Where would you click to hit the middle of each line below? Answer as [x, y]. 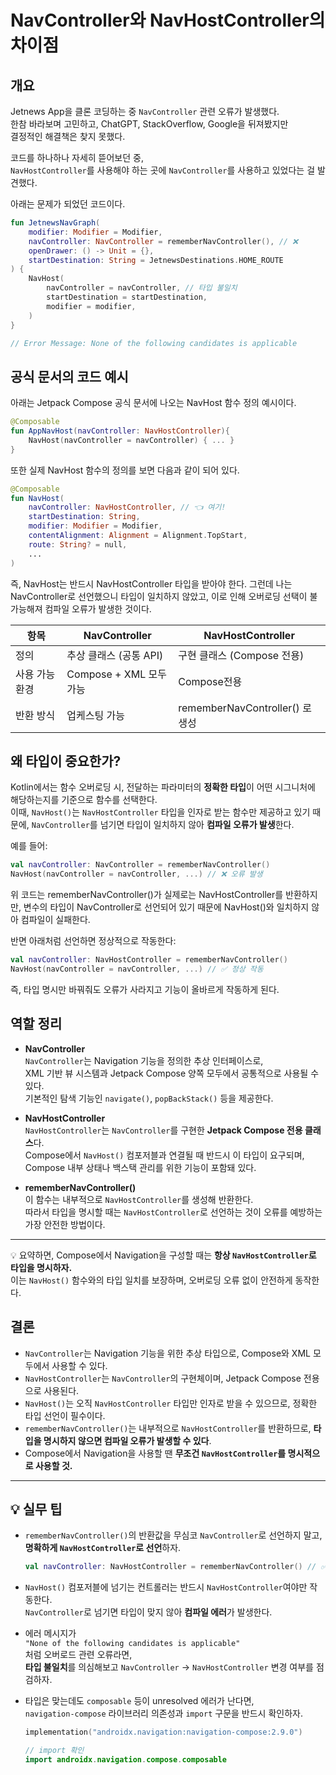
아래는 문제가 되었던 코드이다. [68, 204]
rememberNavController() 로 [245, 708]
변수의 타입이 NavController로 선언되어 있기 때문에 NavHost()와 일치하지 [166, 907]
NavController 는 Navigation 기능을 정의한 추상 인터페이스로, [144, 1060]
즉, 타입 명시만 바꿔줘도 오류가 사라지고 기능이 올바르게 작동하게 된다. [145, 989]
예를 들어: [29, 846]
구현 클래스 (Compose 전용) [241, 655]
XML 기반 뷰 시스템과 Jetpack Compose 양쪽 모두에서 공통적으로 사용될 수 [172, 1073]
